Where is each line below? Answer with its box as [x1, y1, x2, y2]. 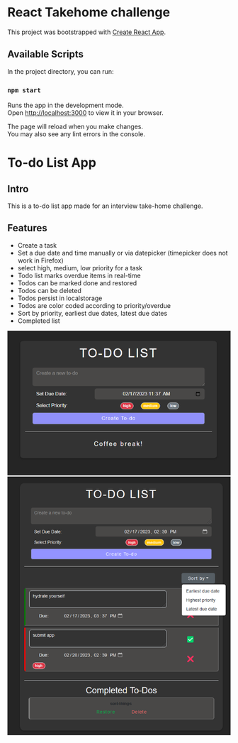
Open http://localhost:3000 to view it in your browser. [7, 109, 164, 117]
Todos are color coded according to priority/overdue [17, 301, 171, 309]
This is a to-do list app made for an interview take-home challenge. [7, 202, 203, 210]
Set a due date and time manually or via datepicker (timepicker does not [17, 248, 228, 257]
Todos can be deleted [17, 286, 81, 295]
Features [7, 222, 47, 234]
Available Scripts [7, 48, 84, 60]
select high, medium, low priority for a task [17, 263, 143, 272]
